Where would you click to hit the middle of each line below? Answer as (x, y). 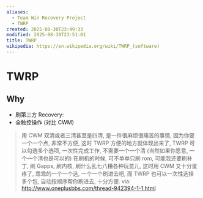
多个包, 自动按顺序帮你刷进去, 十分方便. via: (76, 181)
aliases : (17, 12)
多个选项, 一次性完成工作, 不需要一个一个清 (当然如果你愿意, (113, 150)
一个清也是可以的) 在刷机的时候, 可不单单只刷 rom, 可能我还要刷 (107, 158)
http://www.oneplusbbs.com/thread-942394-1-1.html (88, 188)
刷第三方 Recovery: (39, 115)
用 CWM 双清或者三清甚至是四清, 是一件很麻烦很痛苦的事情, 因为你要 (108, 135)
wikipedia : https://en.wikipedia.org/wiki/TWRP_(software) (83, 47)
